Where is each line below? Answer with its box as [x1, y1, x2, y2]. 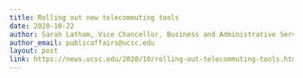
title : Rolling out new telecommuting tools [9, 13, 179, 22]
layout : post [9, 47, 59, 56]
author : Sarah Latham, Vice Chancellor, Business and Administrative [9, 30, 277, 39]
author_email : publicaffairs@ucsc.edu [9, 38, 155, 48]
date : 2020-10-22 [9, 22, 75, 30]
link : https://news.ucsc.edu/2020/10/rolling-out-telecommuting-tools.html [9, 55, 300, 64]
